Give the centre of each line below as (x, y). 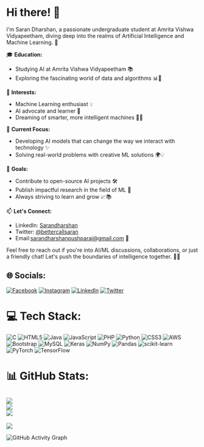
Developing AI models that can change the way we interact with (95, 141)
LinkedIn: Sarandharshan (46, 225)
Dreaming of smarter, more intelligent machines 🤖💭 (79, 117)
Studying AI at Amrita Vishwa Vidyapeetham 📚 (74, 69)
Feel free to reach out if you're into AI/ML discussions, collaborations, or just (102, 250)
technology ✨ (32, 147)
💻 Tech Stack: (44, 316)
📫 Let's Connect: (29, 211)
